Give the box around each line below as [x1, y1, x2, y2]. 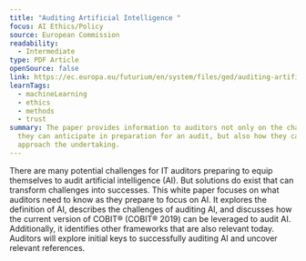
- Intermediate [17, 47, 76, 56]
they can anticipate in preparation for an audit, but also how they [17, 132, 287, 141]
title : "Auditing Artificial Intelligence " [9, 13, 181, 23]
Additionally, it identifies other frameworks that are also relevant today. [9, 223, 275, 234]
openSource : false [9, 65, 79, 74]
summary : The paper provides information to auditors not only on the [9, 124, 283, 133]
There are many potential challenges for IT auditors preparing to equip [9, 165, 273, 176]
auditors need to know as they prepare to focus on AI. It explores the [9, 194, 267, 205]
